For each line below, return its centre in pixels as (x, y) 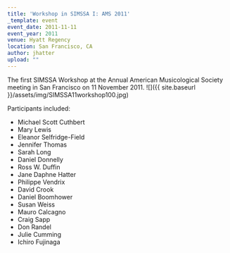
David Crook (36, 189)
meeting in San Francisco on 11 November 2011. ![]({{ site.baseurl (101, 87)
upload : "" (23, 60)
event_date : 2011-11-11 (42, 27)
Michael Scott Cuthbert (51, 122)
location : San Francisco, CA (50, 47)
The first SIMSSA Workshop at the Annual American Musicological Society (115, 80)
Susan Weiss (36, 204)
